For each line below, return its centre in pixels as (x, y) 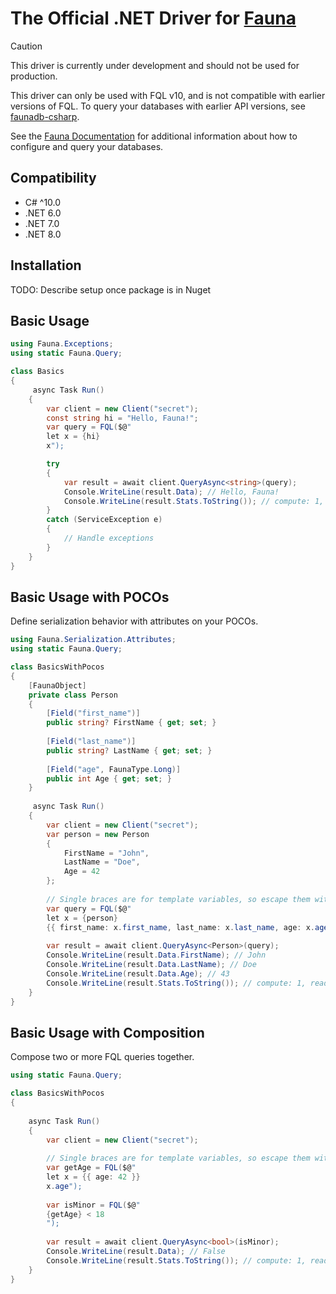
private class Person (73, 695)
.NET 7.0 (42, 223)
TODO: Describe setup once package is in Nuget (111, 289)
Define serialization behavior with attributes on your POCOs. (134, 621)
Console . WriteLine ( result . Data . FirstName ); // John (156, 955)
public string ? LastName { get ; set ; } (129, 750)
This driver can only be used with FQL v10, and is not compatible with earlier (168, 95)
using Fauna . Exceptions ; (62, 344)
